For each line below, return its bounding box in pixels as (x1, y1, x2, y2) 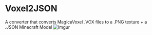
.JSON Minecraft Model (5, 24, 53, 30)
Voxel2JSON (5, 3, 57, 14)
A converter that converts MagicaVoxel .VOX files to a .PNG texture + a (5, 19, 147, 25)
